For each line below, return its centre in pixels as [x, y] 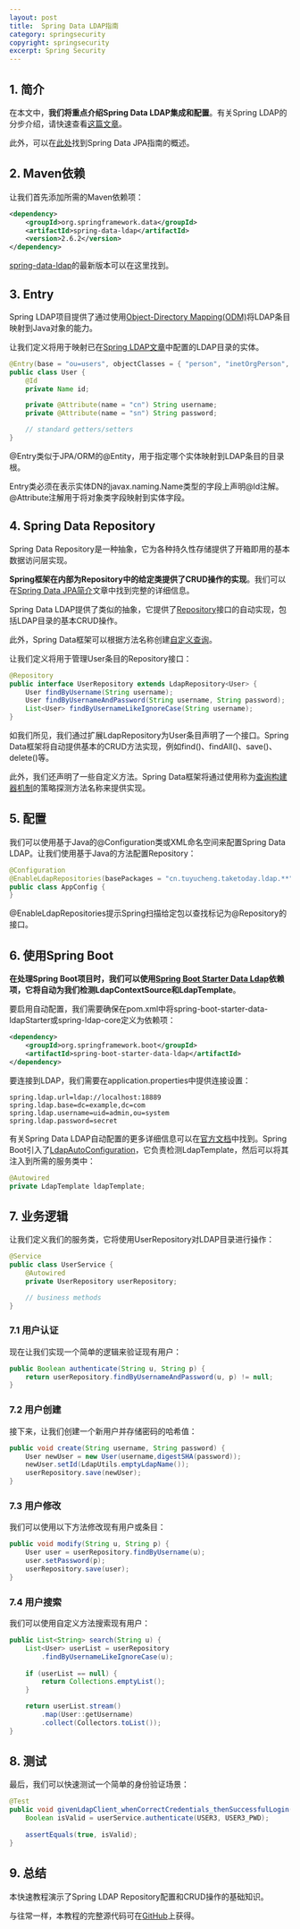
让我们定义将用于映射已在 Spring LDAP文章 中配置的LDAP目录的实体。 [137, 346]
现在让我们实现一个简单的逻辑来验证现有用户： [95, 1352]
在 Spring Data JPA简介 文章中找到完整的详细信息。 [102, 590]
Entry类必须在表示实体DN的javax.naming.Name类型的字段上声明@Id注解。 [146, 486]
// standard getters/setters [79, 430]
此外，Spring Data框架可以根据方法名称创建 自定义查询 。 [113, 639]
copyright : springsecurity [59, 43]
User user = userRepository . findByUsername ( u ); [115, 1553]
